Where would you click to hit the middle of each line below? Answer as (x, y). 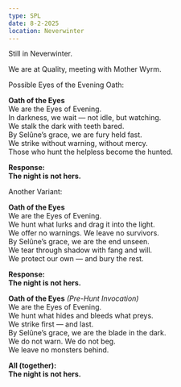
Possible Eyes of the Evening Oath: (66, 85)
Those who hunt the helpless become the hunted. (90, 152)
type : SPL (25, 16)
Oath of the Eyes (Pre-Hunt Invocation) (74, 298)
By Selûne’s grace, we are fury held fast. (75, 135)
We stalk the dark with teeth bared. (66, 127)
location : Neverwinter (46, 31)
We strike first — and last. (51, 324)
